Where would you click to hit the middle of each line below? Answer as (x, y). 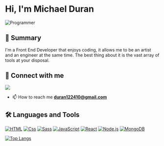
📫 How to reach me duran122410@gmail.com (59, 97)
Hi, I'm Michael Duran (50, 9)
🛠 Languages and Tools (42, 114)
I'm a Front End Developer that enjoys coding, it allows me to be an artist (78, 49)
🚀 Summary (23, 38)
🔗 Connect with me (35, 76)
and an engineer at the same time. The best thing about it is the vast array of (82, 55)
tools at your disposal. (27, 60)
